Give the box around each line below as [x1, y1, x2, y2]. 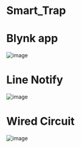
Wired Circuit [6, 115, 75, 129]
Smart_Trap [6, 4, 66, 18]
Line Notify [6, 73, 63, 87]
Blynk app [6, 32, 58, 46]
